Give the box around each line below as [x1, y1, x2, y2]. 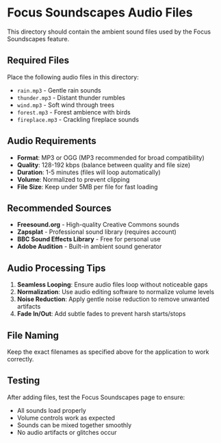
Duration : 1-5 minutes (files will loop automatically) [16, 168, 161, 176]
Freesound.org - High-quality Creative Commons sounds [16, 221, 180, 229]
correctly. [7, 355, 34, 363]
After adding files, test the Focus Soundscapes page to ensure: [7, 393, 185, 401]
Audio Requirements [7, 135, 97, 147]
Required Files [7, 55, 70, 67]
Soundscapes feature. [7, 34, 70, 43]
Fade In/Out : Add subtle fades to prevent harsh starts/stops [16, 310, 186, 318]
